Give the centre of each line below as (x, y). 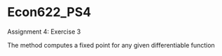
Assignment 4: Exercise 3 (44, 31)
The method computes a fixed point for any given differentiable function (111, 45)
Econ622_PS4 (49, 12)
